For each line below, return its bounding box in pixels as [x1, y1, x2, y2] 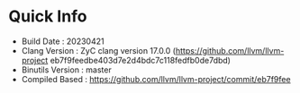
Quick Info [8, 6, 87, 27]
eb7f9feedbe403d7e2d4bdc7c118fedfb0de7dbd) [50, 55, 232, 65]
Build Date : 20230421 [21, 36, 105, 46]
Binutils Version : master [21, 64, 112, 75]
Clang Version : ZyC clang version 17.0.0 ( [21, 45, 177, 55]
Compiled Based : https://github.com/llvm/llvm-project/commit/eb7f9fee [21, 73, 291, 84]
